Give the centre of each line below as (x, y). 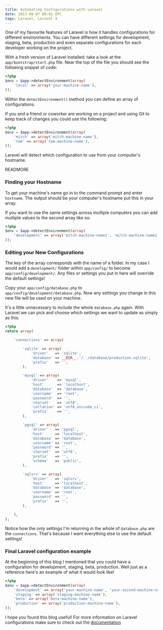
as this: (12, 318)
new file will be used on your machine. (43, 298)
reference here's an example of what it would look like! (60, 572)
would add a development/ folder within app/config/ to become (68, 268)
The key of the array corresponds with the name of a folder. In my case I (77, 263)
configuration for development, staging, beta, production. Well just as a (76, 567)
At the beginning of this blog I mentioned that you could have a (68, 562)
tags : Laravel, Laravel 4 (31, 18)
